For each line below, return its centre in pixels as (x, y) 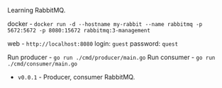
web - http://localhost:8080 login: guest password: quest (93, 44)
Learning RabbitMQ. (37, 10)
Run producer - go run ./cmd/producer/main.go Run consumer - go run (111, 57)
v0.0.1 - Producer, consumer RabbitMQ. (76, 77)
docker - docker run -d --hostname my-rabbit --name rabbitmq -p (105, 24)
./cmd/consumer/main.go (43, 64)
